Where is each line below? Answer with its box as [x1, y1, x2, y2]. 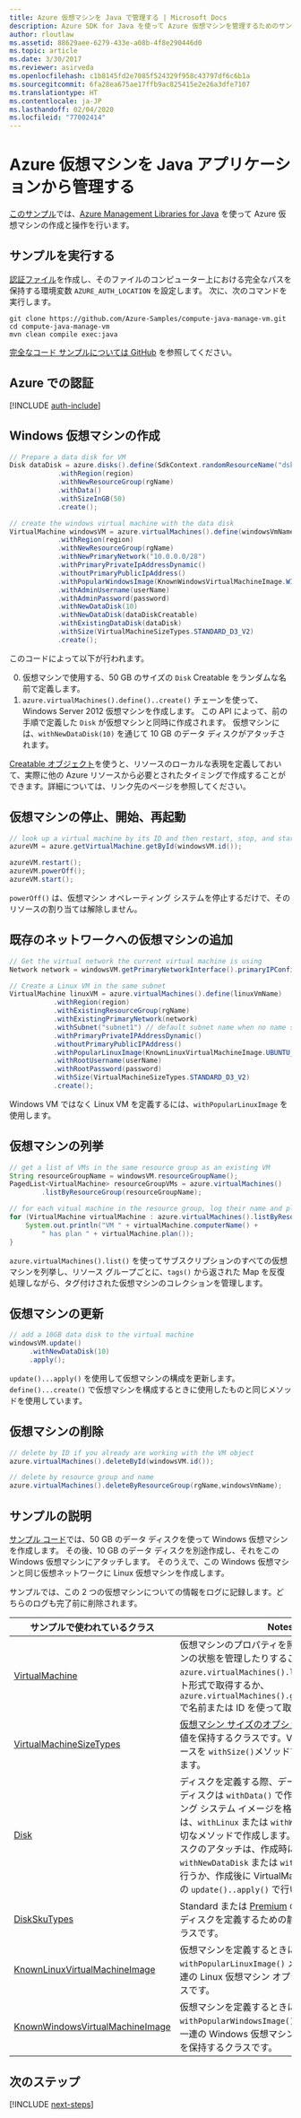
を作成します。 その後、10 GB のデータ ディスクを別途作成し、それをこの [9, 1545, 279, 1556]
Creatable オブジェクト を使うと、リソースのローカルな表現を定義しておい [9, 758, 282, 769]
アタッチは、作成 [206, 1843, 279, 1855]
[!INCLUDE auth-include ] [9, 400, 101, 411]
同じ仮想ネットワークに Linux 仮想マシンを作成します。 [24, 1567, 229, 1578]
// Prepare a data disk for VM [9, 452, 126, 462]
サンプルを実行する [9, 248, 116, 264]
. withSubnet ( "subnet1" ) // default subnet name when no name [53, 1023, 287, 1032]
